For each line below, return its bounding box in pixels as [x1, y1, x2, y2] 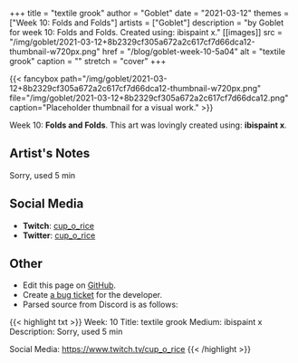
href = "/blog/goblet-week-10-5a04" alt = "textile [101, 46, 286, 57]
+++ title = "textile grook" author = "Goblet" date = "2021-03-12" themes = [9, 8, 290, 18]
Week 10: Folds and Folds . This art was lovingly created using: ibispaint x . [9, 119, 287, 130]
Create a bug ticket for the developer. [22, 290, 163, 301]
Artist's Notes [9, 146, 91, 161]
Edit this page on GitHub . [22, 280, 116, 291]
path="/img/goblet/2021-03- [60, 73, 168, 84]
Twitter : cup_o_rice [22, 230, 96, 241]
